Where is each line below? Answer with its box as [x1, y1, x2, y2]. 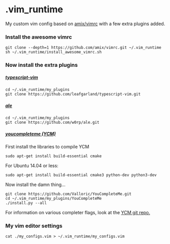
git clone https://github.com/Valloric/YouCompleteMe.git [5, 192, 132, 197]
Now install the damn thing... [5, 181, 66, 188]
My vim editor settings [5, 222, 62, 229]
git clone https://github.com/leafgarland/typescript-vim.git [5, 91, 141, 97]
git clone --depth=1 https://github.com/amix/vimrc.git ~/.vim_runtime [5, 45, 161, 50]
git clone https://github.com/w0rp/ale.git [5, 120, 100, 125]
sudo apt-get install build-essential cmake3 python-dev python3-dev [5, 173, 157, 178]
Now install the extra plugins [5, 62, 78, 69]
